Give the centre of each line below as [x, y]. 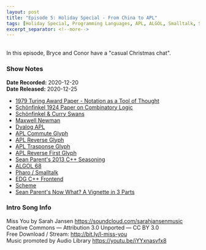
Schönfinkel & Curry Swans [50, 113]
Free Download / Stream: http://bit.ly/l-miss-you [67, 234]
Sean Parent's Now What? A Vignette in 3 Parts [75, 192]
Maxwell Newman [38, 120]
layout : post [23, 12]
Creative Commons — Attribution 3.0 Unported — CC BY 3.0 [83, 227]
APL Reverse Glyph [40, 140]
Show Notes [25, 69]
